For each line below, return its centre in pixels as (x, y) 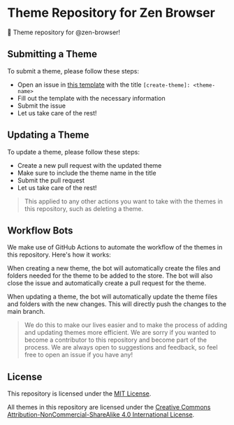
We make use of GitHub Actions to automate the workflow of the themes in (115, 247)
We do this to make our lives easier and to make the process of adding (126, 325)
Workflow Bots (40, 230)
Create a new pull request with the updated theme (89, 165)
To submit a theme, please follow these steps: (73, 71)
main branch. (26, 312)
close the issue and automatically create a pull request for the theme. (107, 283)
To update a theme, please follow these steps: (73, 152)
